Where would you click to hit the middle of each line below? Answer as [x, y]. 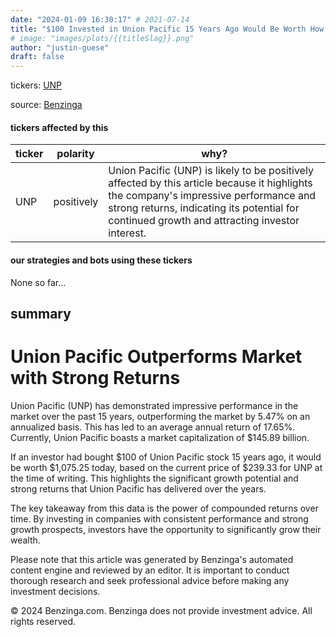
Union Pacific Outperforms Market [156, 357]
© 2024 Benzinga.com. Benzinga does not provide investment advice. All [161, 610]
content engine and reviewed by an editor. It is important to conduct [150, 570]
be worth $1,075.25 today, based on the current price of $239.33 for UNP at [166, 467]
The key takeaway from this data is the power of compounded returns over [164, 508]
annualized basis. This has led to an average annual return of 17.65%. [153, 427]
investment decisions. [55, 591]
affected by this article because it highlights [210, 183]
